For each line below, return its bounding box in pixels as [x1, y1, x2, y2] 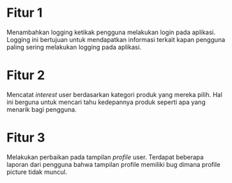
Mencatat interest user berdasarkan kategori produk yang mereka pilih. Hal [6, 90, 223, 98]
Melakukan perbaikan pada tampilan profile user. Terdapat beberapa [6, 152, 204, 161]
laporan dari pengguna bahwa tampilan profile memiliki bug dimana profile [6, 160, 221, 168]
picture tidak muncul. [6, 168, 68, 176]
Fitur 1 [6, 5, 43, 21]
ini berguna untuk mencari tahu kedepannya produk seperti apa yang [6, 98, 205, 106]
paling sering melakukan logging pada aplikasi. [6, 43, 142, 51]
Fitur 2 [6, 68, 45, 83]
